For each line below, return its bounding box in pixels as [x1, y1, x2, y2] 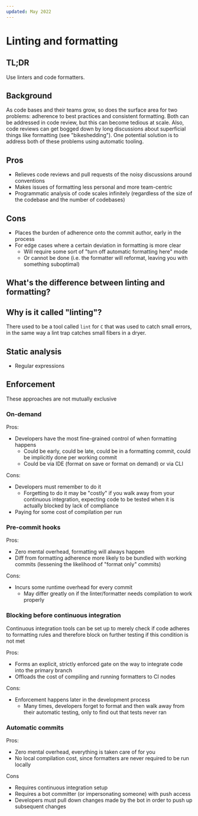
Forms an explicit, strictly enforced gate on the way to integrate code [14, 660, 183, 668]
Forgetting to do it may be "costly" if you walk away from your [23, 490, 175, 497]
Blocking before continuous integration [6, 611, 121, 620]
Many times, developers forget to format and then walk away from [23, 702, 185, 709]
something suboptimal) [23, 261, 80, 268]
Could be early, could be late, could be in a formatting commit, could [23, 447, 191, 455]
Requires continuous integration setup [14, 784, 108, 791]
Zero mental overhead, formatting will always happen [14, 548, 145, 555]
